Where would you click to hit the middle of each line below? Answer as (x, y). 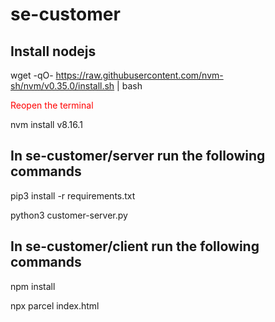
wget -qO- (32, 75)
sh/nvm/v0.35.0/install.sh (62, 86)
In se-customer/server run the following (138, 156)
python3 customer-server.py (69, 215)
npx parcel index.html (55, 305)
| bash (129, 86)
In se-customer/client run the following (135, 246)
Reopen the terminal (52, 105)
